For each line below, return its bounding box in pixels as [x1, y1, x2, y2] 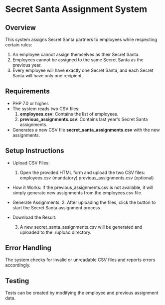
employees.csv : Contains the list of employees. [19, 111, 119, 117]
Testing [5, 277, 29, 285]
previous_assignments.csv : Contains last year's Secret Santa [19, 116, 148, 122]
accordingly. [5, 262, 31, 268]
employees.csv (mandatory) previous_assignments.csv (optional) [19, 174, 154, 180]
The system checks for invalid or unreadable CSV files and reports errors [5, 257, 156, 263]
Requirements [5, 87, 50, 96]
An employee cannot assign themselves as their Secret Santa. [12, 51, 140, 57]
